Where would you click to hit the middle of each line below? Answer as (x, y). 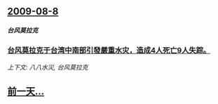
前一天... (26, 92)
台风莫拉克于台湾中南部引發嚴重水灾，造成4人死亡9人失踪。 (109, 51)
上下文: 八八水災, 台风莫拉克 (48, 67)
